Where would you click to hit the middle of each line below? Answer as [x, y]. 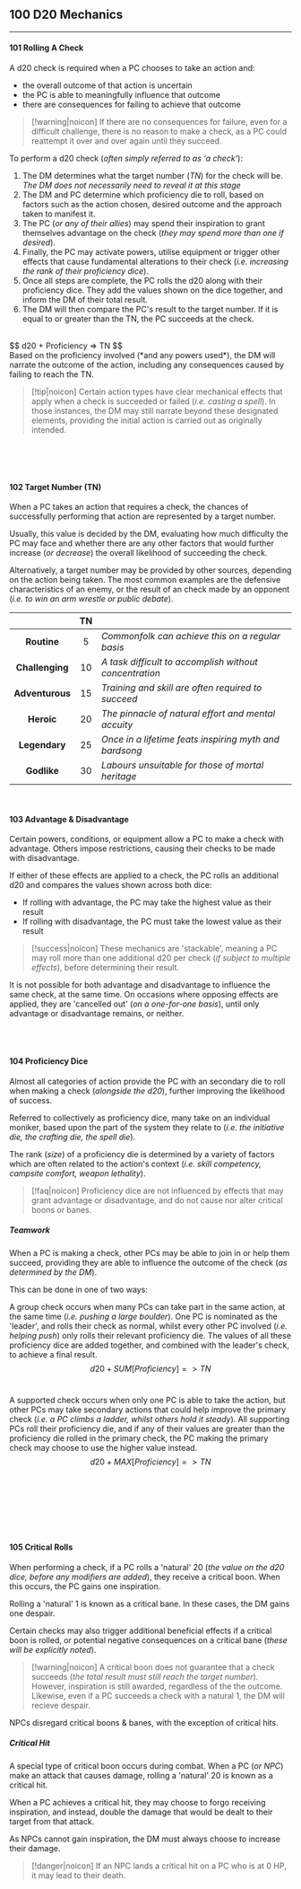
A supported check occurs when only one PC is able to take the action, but [147, 1400]
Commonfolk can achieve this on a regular [191, 637]
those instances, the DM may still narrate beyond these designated [155, 411]
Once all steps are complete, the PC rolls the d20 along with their [142, 281]
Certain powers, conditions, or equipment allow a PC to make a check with [147, 839]
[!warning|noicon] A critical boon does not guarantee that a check [153, 1667]
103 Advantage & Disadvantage [69, 819]
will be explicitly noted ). [53, 1649]
